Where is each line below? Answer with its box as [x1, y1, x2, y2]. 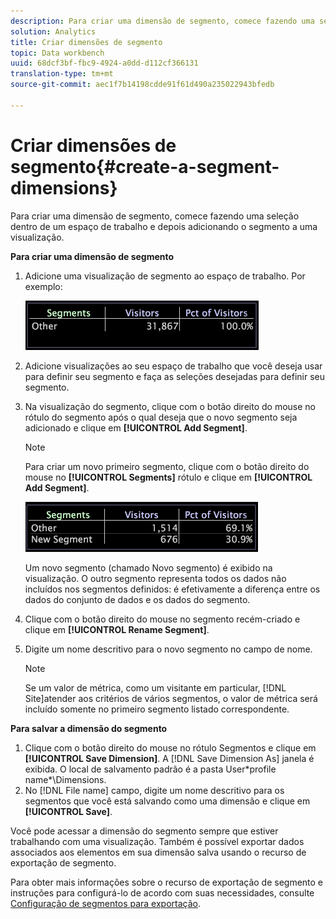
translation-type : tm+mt [10, 69, 114, 79]
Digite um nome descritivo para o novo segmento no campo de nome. [24, 643, 313, 655]
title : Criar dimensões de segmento [10, 37, 163, 47]
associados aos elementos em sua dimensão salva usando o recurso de [10, 846, 307, 858]
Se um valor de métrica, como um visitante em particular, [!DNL [24, 681, 287, 694]
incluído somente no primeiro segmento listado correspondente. [24, 703, 290, 715]
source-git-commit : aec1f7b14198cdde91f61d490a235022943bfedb [10, 80, 275, 90]
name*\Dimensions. [24, 773, 107, 785]
